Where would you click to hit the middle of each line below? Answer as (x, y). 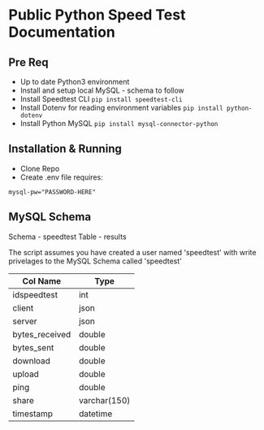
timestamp (33, 414)
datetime (95, 414)
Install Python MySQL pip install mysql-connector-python (119, 123)
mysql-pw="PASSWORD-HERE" (52, 192)
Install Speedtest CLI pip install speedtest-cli (101, 99)
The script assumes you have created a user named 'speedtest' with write (132, 252)
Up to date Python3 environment (75, 82)
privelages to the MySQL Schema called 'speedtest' (95, 261)
